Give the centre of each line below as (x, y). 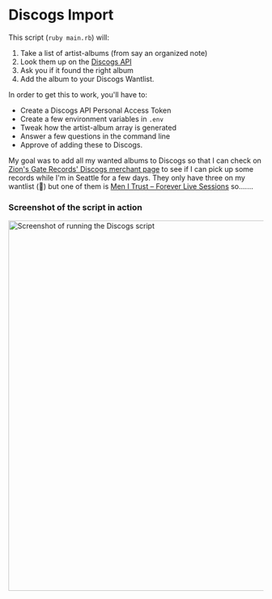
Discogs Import (61, 15)
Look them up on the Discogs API (76, 62)
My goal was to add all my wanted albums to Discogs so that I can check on (135, 160)
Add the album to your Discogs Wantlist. (87, 79)
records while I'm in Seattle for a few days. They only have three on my (127, 178)
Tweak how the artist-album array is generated (98, 127)
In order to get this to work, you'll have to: (78, 94)
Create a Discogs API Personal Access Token (96, 110)
